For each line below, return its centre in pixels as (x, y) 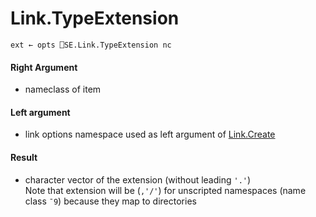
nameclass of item (63, 89)
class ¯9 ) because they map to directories (110, 201)
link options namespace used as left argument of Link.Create (150, 134)
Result (24, 157)
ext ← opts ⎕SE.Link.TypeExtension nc (91, 45)
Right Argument (44, 67)
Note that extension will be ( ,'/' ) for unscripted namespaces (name (165, 190)
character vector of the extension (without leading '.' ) (138, 179)
